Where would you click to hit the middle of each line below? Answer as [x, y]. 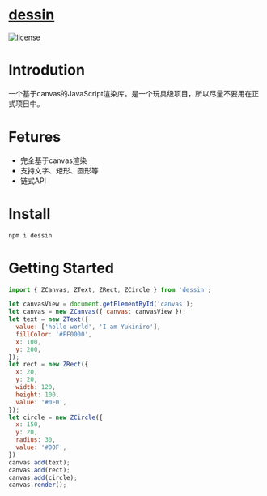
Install [30, 214]
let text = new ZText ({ [49, 319]
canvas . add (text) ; [39, 462]
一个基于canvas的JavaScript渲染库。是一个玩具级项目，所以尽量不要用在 [130, 93]
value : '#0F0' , [41, 402]
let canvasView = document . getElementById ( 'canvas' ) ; [101, 304]
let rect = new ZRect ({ [49, 365]
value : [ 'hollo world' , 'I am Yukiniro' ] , [88, 327]
